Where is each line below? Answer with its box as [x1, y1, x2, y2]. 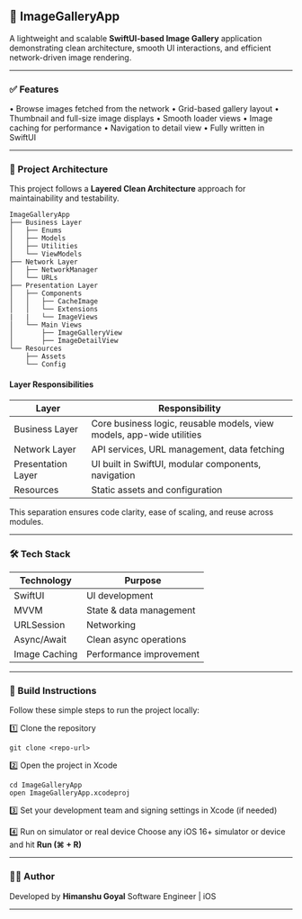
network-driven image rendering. [9, 51, 132, 63]
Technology [19, 573, 72, 586]
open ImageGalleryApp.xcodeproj [9, 788, 130, 797]
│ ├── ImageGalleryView [9, 329, 123, 338]
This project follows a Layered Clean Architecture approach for [9, 184, 246, 194]
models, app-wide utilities [91, 428, 202, 441]
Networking [86, 618, 137, 631]
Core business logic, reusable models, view [91, 417, 274, 429]
